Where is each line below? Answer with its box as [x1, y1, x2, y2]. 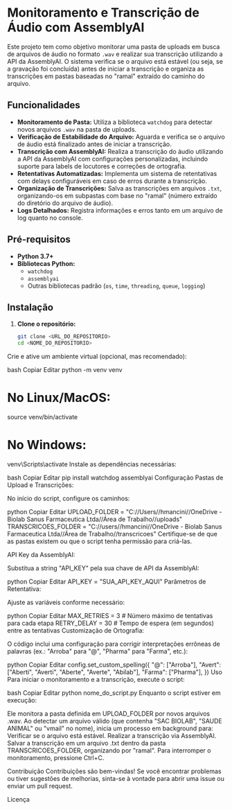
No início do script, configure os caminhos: [7, 494, 130, 502]
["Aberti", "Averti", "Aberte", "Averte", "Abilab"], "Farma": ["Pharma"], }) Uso [7, 668, 223, 676]
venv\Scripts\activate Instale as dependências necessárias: [7, 460, 177, 468]
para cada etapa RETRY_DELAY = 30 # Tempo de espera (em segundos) [7, 619, 215, 627]
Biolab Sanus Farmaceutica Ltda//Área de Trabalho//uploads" [7, 515, 183, 523]
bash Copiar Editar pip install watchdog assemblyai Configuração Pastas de [7, 473, 224, 482]
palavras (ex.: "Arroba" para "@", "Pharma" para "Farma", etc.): [7, 647, 188, 655]
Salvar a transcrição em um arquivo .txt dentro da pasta [7, 739, 166, 747]
